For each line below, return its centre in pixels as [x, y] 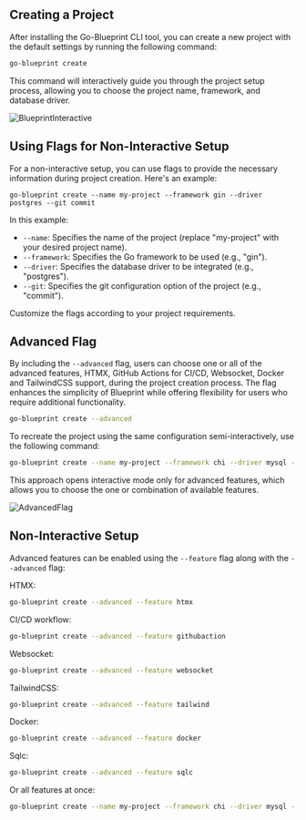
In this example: [39, 220]
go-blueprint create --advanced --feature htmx [102, 602]
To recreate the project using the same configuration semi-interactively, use [152, 436]
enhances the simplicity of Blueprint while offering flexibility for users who [149, 393]
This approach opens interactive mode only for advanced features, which [147, 480]
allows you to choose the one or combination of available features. [134, 490]
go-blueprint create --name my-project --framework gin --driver [136, 195]
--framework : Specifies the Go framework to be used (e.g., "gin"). [145, 256]
